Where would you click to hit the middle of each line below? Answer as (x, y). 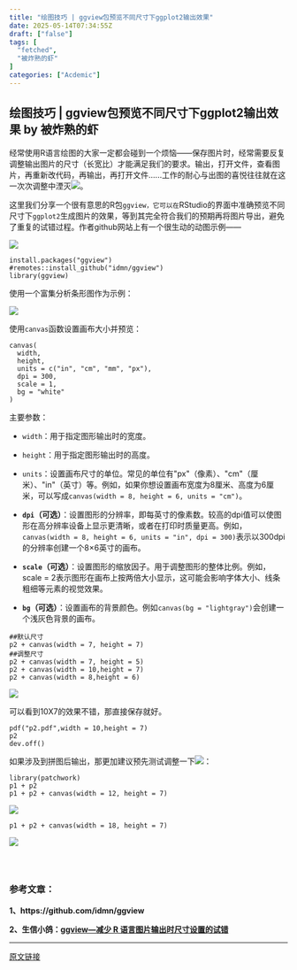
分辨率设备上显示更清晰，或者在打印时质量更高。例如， (146, 525)
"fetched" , (37, 50)
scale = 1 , (37, 384)
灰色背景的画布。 (69, 618)
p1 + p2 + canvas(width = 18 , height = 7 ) (88, 825)
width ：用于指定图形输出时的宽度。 (86, 435)
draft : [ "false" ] (41, 34)
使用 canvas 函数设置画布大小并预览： (75, 328)
